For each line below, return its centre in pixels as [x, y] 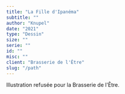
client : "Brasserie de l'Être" [45, 62]
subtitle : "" [23, 17]
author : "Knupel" [28, 23]
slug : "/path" [24, 68]
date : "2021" [23, 29]
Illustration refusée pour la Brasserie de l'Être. [63, 85]
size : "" [17, 40]
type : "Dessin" [25, 34]
